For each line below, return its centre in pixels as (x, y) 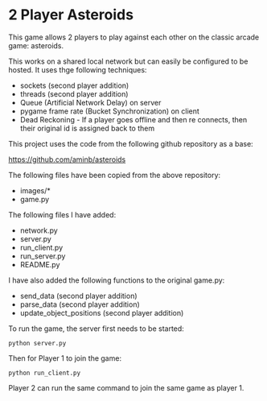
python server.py (37, 343)
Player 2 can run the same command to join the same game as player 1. (126, 387)
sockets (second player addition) (74, 85)
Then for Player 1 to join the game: (65, 358)
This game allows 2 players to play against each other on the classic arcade (134, 37)
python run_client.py (45, 373)
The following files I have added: (62, 214)
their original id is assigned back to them (87, 128)
